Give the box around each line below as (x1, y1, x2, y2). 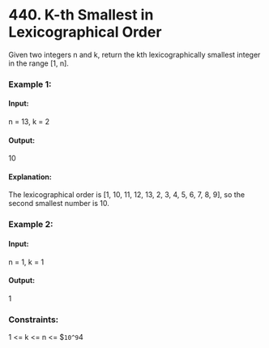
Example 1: (8, 79, 52, 90)
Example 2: (8, 219, 53, 230)
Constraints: (8, 314, 59, 325)
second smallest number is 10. (8, 199, 109, 208)
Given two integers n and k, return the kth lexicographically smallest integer (8, 49, 261, 59)
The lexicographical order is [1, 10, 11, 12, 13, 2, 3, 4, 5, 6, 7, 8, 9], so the (8, 190, 246, 200)
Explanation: (8, 172, 53, 182)
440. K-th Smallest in (8, 6, 154, 24)
